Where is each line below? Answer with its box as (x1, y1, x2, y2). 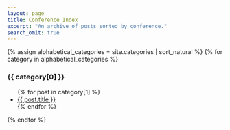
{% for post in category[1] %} (16, 88, 101, 96)
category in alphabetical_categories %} (7, 55, 119, 64)
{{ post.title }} (16, 95, 56, 103)
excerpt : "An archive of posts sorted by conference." (7, 23, 168, 29)
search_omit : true (7, 29, 60, 36)
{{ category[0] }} (7, 73, 65, 82)
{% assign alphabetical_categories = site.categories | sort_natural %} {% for (7, 48, 223, 56)
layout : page (7, 10, 45, 17)
